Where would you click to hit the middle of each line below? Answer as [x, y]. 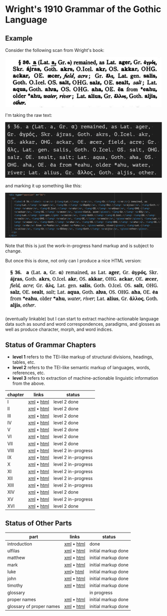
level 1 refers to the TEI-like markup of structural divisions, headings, [83, 357]
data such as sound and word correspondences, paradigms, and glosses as [83, 324]
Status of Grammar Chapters [51, 345]
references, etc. [29, 373]
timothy [15, 586]
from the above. [29, 384]
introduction [20, 544]
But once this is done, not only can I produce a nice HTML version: [73, 261]
